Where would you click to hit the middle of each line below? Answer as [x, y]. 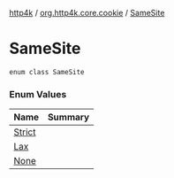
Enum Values [38, 94]
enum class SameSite [47, 72]
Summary [68, 117]
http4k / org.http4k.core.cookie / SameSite [87, 13]
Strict [25, 132]
